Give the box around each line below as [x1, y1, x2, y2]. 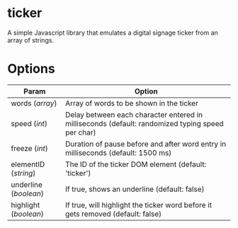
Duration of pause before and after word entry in [64, 139, 227, 149]
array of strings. [7, 35, 55, 44]
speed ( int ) [11, 118, 48, 128]
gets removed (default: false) [64, 209, 162, 219]
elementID [11, 159, 45, 169]
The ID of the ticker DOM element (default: [64, 159, 207, 169]
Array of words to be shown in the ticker [64, 98, 198, 108]
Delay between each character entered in [64, 110, 203, 120]
